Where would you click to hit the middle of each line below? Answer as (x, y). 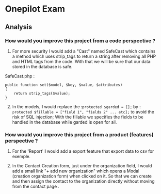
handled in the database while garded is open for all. (64, 122)
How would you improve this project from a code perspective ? (80, 41)
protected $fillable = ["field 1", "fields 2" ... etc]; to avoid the (83, 112)
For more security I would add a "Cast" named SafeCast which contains (84, 51)
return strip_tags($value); (42, 93)
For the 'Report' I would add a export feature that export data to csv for (83, 151)
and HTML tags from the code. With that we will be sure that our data (81, 61)
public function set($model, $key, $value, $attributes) (64, 85)
